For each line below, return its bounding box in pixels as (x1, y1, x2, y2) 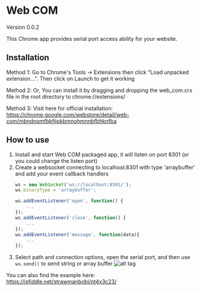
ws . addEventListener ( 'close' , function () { (14, 215, 127, 221)
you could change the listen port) (14, 157, 98, 164)
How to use (6, 135, 49, 145)
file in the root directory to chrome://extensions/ (6, 93, 125, 100)
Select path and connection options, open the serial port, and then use (14, 254, 191, 261)
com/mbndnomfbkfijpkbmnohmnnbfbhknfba (6, 117, 117, 124)
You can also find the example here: (6, 272, 95, 279)
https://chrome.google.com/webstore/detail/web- (6, 111, 130, 118)
